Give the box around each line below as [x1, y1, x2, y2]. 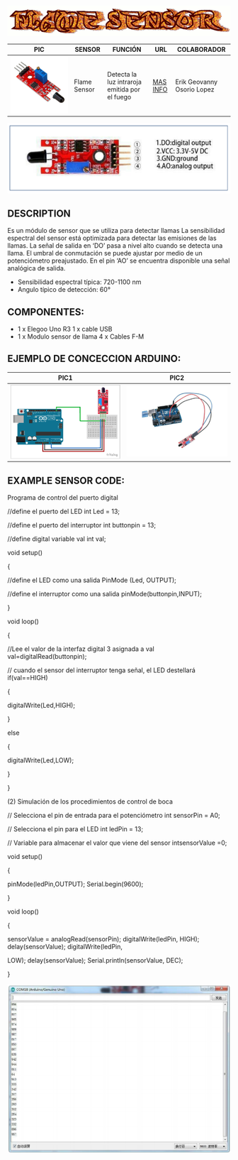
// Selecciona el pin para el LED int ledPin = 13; [7, 825, 144, 833]
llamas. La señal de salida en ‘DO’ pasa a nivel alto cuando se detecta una [7, 241, 223, 250]
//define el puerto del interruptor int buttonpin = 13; [7, 521, 157, 530]
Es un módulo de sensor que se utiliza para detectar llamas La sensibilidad [7, 226, 225, 235]
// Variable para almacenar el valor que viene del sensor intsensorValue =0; [7, 838, 227, 847]
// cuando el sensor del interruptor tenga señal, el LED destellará [7, 666, 196, 674]
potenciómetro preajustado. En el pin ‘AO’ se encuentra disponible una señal [7, 256, 230, 265]
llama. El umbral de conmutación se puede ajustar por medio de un [7, 249, 203, 258]
